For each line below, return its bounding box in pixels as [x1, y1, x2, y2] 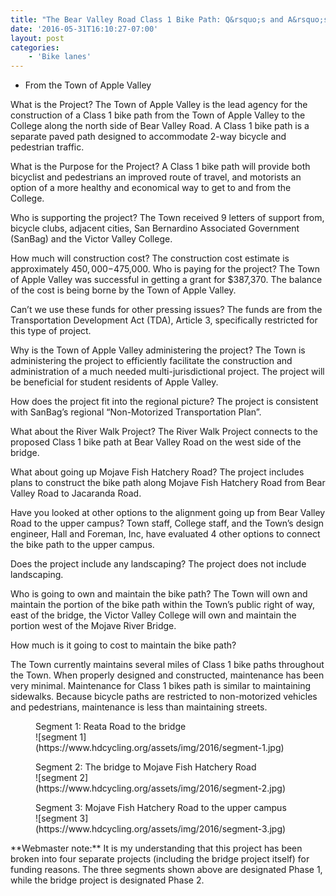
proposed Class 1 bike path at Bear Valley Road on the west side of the [10, 436, 302, 448]
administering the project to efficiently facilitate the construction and [10, 355, 293, 367]
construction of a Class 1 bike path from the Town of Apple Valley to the [10, 109, 306, 121]
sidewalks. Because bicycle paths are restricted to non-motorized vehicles [10, 691, 318, 703]
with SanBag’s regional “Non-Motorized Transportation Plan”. [10, 406, 262, 418]
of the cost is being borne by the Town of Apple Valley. [10, 284, 237, 296]
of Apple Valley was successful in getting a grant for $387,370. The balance [10, 274, 323, 286]
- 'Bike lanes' [28, 52, 92, 62]
